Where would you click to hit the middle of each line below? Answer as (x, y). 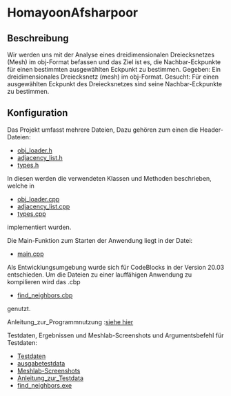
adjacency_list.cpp (43, 206)
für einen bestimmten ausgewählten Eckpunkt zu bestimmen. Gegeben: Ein (114, 69)
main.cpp (30, 254)
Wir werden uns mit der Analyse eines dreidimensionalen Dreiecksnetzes (111, 55)
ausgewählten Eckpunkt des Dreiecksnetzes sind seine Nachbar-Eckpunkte (115, 84)
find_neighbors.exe (44, 385)
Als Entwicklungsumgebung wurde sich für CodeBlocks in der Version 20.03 (116, 267)
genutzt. (19, 308)
